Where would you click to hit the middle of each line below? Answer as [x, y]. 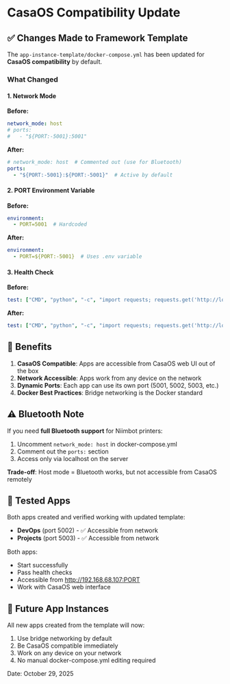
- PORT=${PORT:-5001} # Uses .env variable [78, 257]
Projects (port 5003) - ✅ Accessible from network [88, 538]
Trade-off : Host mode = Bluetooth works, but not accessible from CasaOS [112, 472]
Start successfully [42, 565]
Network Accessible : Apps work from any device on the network [109, 378]
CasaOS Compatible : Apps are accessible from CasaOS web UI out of [116, 363]
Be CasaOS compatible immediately [67, 646]
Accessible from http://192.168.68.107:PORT [78, 580]
